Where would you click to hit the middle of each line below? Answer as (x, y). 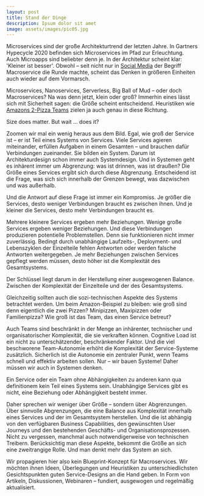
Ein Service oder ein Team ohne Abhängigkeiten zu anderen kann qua (94, 379)
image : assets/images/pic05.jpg (47, 29)
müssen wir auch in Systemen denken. (55, 368)
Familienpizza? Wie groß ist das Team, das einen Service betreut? (89, 317)
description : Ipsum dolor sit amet (51, 23)
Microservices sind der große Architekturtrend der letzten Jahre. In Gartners (102, 46)
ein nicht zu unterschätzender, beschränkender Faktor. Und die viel (91, 342)
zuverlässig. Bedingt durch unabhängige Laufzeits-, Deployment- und (94, 242)
